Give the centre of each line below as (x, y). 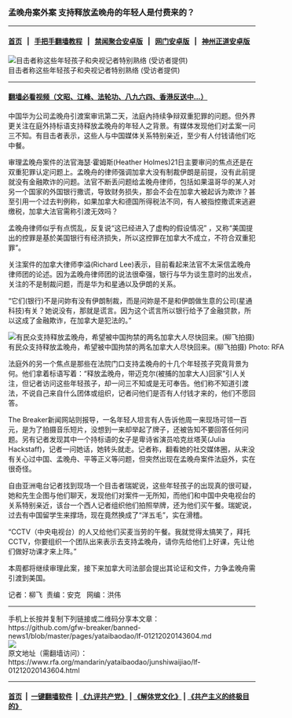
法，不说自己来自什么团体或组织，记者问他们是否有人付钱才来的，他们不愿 (128, 393)
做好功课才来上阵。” (46, 551)
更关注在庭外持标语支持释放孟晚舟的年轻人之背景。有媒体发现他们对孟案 (125, 125)
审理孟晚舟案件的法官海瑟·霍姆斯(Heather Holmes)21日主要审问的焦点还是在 (131, 162)
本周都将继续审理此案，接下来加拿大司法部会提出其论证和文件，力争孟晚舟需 (132, 568)
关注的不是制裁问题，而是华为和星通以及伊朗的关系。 (94, 284)
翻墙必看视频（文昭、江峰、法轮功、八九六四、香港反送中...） (108, 97)
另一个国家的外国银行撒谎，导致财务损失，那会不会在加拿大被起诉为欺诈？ (128, 191)
